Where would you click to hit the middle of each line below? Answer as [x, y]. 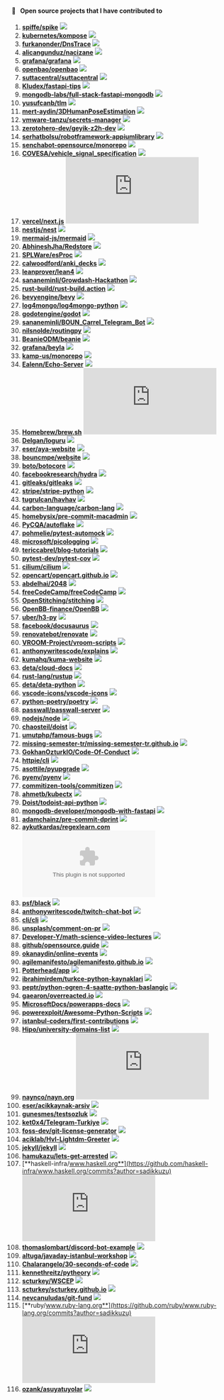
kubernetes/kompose [55, 35]
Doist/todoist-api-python [60, 802]
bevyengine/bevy [49, 297]
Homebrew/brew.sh [52, 432]
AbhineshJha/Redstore [57, 247]
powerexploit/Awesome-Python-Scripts [82, 1013]
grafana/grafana [46, 61]
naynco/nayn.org [48, 1097]
